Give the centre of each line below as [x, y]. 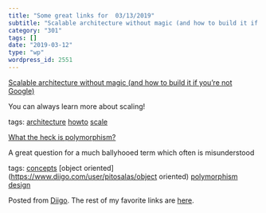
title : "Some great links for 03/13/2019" [82, 15]
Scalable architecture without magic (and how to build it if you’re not [120, 82]
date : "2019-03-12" [41, 45]
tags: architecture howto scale [58, 122]
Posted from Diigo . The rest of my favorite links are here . [102, 200]
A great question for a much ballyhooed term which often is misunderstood [131, 153]
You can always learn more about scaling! [77, 106]
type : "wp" [26, 52]
